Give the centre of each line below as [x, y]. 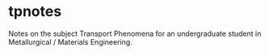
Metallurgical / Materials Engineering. [71, 41]
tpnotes [35, 12]
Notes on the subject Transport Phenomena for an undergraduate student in [135, 33]
